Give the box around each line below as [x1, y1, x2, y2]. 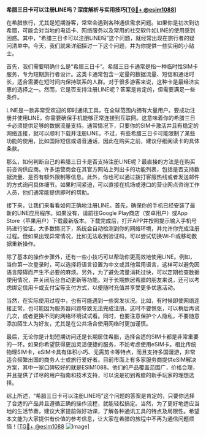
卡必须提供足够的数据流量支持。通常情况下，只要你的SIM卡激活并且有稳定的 [6, 122, 199, 129]
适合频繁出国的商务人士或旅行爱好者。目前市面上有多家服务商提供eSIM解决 [6, 356, 197, 363]
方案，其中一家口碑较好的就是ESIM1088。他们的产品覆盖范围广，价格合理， [6, 364, 198, 371]
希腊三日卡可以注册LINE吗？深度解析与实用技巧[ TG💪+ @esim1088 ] [6, 6, 177, 13]
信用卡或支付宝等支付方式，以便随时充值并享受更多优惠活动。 [22, 284, 178, 291]
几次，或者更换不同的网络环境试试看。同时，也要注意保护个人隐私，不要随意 [6, 313, 200, 319]
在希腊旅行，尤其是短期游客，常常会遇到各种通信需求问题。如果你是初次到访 [6, 19, 200, 26]
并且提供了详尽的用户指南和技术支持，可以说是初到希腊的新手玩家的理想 [6, 372, 189, 378]
